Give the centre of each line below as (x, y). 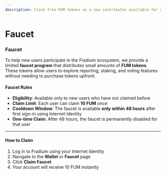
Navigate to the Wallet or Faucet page (51, 156)
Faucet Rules (19, 87)
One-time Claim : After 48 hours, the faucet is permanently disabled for (85, 119)
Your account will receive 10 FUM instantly (55, 167)
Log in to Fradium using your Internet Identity (58, 151)
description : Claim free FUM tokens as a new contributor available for (82, 10)
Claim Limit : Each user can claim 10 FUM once (60, 104)
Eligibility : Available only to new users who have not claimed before (81, 98)
